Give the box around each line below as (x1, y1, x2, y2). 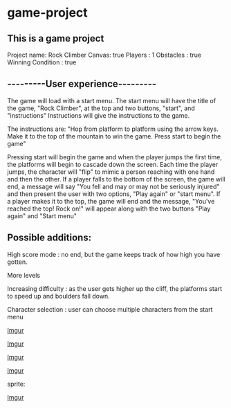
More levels (7, 271, 40, 279)
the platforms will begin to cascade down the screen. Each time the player (7, 160, 219, 168)
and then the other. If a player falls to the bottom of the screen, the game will (7, 175, 225, 183)
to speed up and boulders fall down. (7, 292, 110, 300)
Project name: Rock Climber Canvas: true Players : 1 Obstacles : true (7, 51, 202, 59)
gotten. (7, 258, 28, 266)
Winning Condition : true (7, 58, 77, 66)
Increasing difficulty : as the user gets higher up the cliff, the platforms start (7, 284, 223, 292)
